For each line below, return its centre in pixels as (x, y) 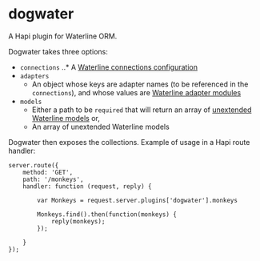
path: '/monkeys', (53, 179)
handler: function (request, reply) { (87, 186)
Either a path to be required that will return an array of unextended (142, 110)
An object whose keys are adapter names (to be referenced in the (140, 84)
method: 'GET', (48, 172)
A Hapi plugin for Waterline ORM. (63, 36)
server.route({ (34, 165)
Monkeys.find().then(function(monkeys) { (107, 214)
